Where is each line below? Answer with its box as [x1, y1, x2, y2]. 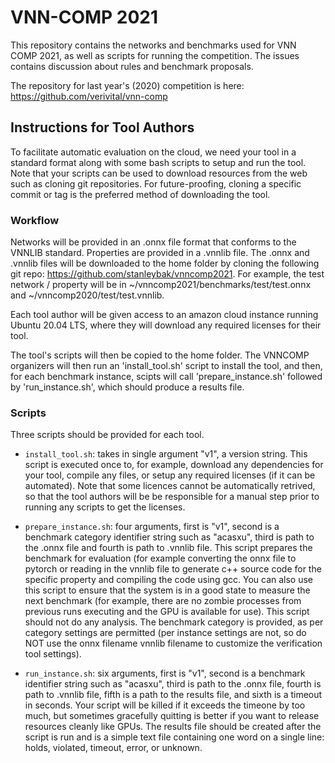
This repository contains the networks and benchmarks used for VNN [10, 39, 297, 51]
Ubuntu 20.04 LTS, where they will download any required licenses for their [10, 319, 322, 331]
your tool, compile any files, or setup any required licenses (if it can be [24, 469, 316, 481]
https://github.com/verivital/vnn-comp [10, 90, 168, 102]
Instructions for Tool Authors [10, 119, 195, 136]
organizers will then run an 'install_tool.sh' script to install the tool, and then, [10, 360, 323, 372]
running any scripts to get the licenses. [24, 501, 186, 513]
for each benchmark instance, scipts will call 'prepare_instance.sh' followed [10, 371, 323, 383]
